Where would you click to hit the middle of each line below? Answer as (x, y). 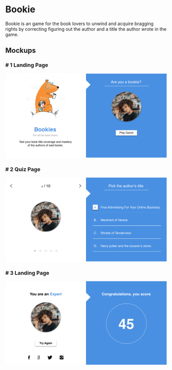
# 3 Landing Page (27, 273)
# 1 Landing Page (27, 65)
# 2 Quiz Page (23, 169)
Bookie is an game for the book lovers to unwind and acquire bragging (79, 24)
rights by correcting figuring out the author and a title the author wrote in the (86, 29)
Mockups (21, 50)
